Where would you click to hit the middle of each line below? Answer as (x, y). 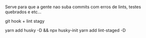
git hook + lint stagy (25, 21)
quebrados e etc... (23, 12)
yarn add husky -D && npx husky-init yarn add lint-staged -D (66, 30)
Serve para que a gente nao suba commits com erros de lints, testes (73, 7)
